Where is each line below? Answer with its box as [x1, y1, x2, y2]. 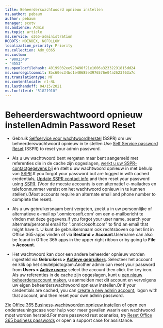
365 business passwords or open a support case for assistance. [5, 317, 133, 323]
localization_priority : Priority [5, 43, 73, 48]
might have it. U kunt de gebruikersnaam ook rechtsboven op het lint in [12, 227, 154, 232]
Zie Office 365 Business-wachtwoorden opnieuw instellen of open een [5, 302, 147, 308]
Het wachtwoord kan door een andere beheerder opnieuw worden [12, 251, 145, 257]
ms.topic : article [5, 30, 42, 34]
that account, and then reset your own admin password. [12, 293, 124, 298]
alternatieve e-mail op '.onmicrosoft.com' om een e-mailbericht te [12, 211, 144, 217]
